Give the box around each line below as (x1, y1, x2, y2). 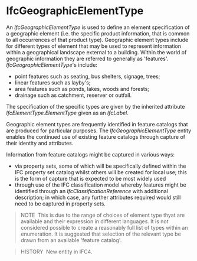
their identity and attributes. (6, 139, 74, 146)
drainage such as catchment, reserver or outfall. (14, 92, 132, 99)
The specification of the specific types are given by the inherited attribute (6, 103, 185, 110)
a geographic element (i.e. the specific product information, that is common (6, 30, 190, 37)
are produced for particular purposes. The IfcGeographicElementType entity (6, 127, 192, 134)
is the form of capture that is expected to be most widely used (14, 175, 166, 182)
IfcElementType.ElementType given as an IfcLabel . (6, 109, 129, 116)
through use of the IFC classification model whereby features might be (14, 181, 187, 188)
